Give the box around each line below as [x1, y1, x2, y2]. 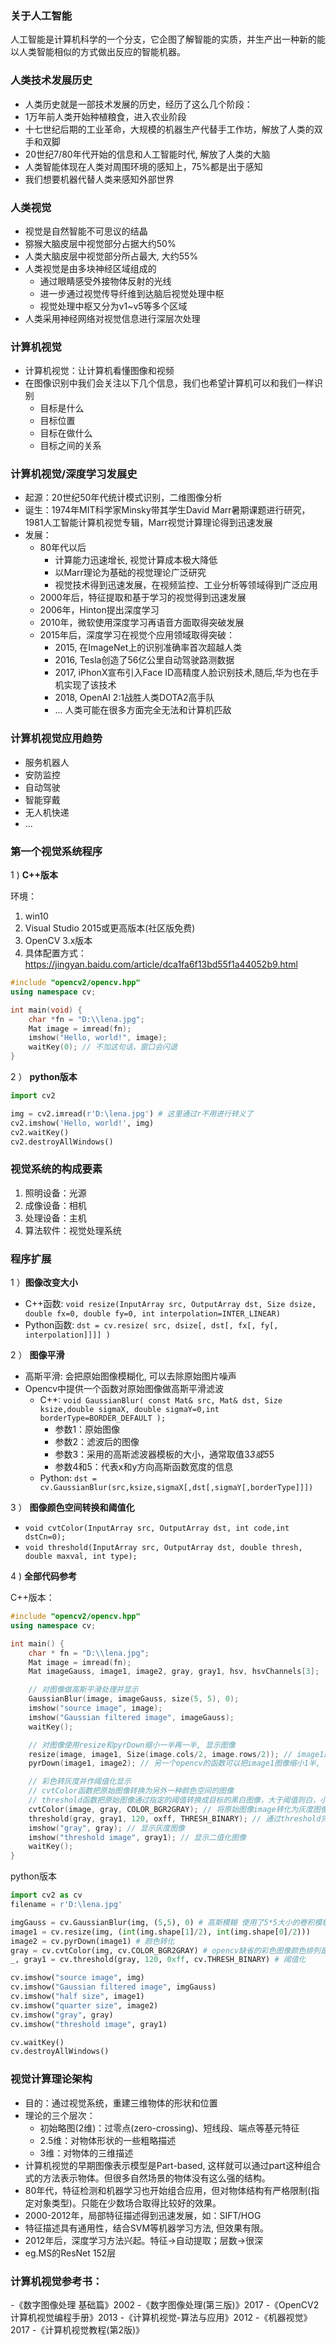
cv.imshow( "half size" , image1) [10, 1992, 145, 2002]
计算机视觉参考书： [10, 2274, 103, 2288]
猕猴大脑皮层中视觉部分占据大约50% [24, 237, 177, 249]
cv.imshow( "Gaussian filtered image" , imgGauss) [10, 1982, 217, 1992]
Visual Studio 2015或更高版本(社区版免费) [24, 922, 196, 934]
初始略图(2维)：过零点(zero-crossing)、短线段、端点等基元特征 [39, 2122, 300, 2134]
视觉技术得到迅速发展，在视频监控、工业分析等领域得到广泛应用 [54, 579, 318, 591]
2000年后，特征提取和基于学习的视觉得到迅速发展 [39, 592, 247, 604]
